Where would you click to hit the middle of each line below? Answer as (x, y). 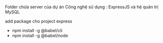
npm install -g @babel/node (40, 36)
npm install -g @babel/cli (37, 30)
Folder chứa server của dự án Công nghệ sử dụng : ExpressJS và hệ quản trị (82, 7)
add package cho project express (39, 21)
